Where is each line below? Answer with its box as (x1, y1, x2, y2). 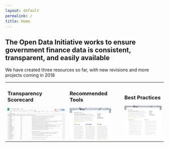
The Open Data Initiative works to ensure (5, 38, 136, 46)
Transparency (7, 90, 43, 97)
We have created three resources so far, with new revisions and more (5, 67, 149, 73)
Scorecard (7, 96, 34, 103)
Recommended (69, 90, 108, 97)
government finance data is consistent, (5, 46, 131, 54)
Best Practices (124, 94, 161, 101)
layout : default (5, 8, 39, 13)
